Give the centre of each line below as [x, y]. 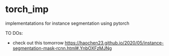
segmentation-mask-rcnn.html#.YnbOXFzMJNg [62, 48]
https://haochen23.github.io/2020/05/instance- [114, 43]
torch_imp [27, 9]
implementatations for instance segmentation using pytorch [68, 23]
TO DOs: [14, 33]
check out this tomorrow [38, 43]
